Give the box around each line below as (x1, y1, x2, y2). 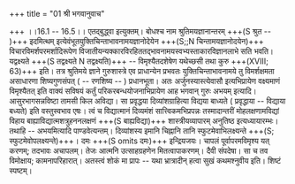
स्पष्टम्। (9, 165, 33, 176)
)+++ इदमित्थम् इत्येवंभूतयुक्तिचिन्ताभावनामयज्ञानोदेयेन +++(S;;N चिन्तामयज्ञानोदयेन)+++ (9, 36, 265, 46)
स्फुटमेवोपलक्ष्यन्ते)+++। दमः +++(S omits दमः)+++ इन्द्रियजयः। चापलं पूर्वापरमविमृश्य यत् (9, 135, 270, 146)
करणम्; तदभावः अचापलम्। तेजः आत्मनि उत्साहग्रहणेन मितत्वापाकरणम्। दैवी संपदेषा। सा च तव (9, 146, 269, 156)
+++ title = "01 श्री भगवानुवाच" (9, 9, 105, 19)
